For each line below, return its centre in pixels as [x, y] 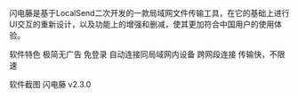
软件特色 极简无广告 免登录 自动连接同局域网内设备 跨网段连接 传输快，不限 [147, 54]
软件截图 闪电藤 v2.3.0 [50, 84]
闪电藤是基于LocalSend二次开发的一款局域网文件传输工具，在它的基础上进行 [149, 13]
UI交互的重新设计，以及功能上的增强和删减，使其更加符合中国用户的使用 [142, 24]
